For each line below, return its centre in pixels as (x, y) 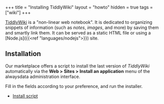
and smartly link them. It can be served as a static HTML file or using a (78, 33)
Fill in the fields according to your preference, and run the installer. (74, 86)
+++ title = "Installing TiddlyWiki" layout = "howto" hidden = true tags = (79, 7)
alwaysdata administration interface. (43, 76)
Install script (25, 96)
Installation (23, 54)
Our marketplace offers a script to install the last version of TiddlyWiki (77, 66)
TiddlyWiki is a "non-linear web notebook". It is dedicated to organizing (79, 22)
